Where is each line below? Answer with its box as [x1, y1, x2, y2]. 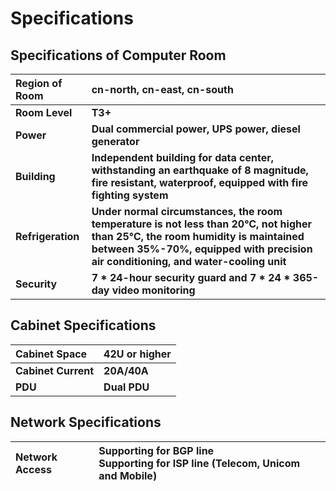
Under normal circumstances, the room [91, 205, 283, 218]
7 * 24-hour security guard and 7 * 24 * [91, 271, 291, 284]
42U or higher [103, 347, 172, 361]
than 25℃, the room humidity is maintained [91, 230, 305, 243]
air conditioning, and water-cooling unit [91, 255, 287, 268]
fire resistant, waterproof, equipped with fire [91, 176, 309, 189]
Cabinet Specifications [10, 317, 157, 334]
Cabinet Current [15, 363, 95, 377]
